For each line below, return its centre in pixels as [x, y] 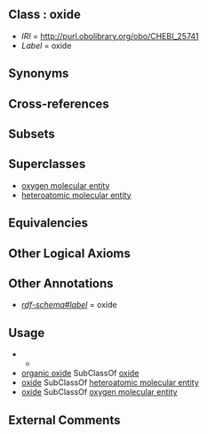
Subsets [32, 134]
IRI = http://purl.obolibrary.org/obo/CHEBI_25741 [110, 36]
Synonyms [39, 73]
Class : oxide [44, 15]
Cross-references [59, 104]
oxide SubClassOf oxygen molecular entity [99, 392]
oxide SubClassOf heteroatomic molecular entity [110, 382]
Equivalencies [48, 223]
